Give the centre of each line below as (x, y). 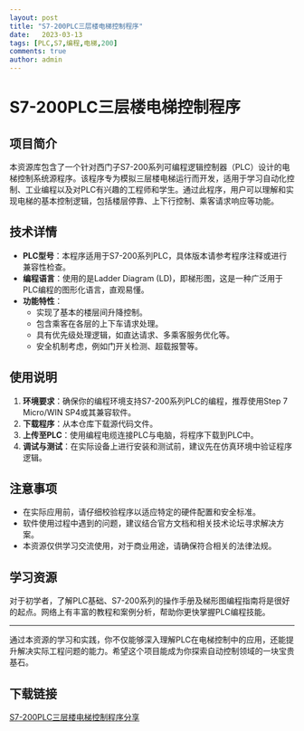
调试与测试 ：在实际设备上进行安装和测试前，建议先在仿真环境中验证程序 (157, 446)
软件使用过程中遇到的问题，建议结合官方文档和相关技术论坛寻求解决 (149, 523)
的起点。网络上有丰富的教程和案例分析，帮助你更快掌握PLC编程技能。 (140, 612)
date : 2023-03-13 (46, 34)
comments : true (38, 52)
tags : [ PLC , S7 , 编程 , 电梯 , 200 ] (63, 43)
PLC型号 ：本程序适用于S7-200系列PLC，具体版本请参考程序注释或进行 (155, 255)
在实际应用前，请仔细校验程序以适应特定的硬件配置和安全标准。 (141, 512)
